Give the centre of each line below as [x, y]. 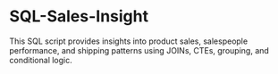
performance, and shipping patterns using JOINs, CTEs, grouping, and [139, 50]
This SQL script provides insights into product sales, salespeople [129, 41]
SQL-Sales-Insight [79, 16]
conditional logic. [41, 60]
